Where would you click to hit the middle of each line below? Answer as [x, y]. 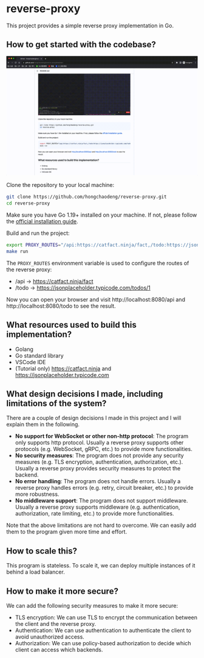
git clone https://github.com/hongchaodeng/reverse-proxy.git [87, 197]
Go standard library [39, 355]
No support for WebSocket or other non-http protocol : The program [102, 436]
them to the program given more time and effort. [67, 532]
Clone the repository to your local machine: [60, 185]
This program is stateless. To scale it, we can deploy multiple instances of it [101, 566]
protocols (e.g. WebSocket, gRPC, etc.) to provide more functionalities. [104, 449]
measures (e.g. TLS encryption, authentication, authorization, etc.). [99, 462]
